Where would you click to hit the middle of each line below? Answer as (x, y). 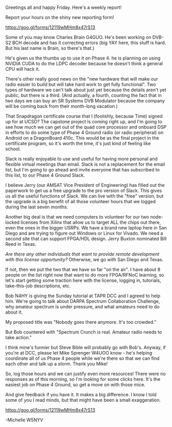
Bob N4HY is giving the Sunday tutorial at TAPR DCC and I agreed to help (83, 296)
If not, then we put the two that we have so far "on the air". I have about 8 (83, 269)
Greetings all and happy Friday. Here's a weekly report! (63, 7)
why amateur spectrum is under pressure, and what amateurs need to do (83, 307)
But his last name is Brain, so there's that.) (50, 48)
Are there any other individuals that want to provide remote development (82, 254)
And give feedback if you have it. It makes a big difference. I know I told (81, 394)
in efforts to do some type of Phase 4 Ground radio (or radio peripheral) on (84, 132)
